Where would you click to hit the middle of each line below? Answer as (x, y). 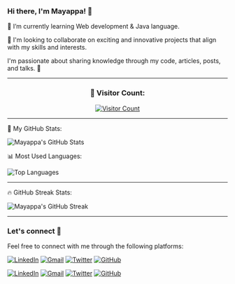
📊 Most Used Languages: (45, 156)
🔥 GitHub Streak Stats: (40, 192)
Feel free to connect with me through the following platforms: (95, 246)
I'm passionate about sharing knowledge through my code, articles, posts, (114, 61)
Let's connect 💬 (34, 231)
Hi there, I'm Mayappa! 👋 (50, 11)
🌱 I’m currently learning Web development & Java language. (93, 27)
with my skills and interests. (47, 48)
